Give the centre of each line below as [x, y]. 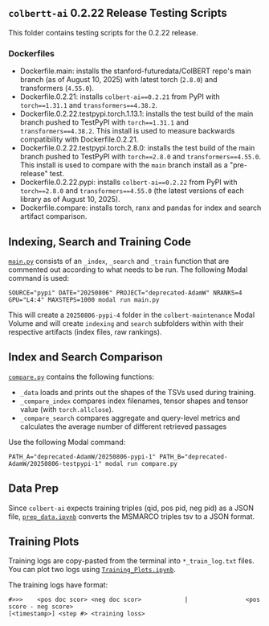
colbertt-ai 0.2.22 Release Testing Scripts [118, 13]
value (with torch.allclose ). [67, 409]
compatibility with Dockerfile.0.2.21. [79, 139]
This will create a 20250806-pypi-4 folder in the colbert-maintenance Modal [132, 315]
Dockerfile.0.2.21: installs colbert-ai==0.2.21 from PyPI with [120, 97]
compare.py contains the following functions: [82, 377]
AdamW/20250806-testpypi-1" [55, 463]
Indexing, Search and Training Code [100, 242]
